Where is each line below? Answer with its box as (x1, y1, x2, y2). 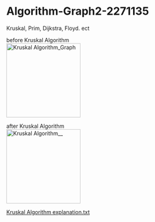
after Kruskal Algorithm (6, 122, 65, 130)
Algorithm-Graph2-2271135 (6, 4, 150, 18)
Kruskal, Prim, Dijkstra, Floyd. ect (6, 24, 90, 32)
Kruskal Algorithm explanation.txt (6, 208, 90, 215)
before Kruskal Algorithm (6, 36, 70, 43)
